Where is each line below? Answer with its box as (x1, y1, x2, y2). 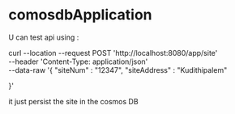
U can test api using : (8, 32, 79, 42)
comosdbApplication (8, 6, 152, 24)
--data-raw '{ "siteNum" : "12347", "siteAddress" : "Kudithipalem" (8, 65, 228, 74)
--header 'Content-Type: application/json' (8, 57, 148, 66)
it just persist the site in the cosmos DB (8, 96, 139, 106)
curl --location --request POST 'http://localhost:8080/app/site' (8, 48, 218, 57)
